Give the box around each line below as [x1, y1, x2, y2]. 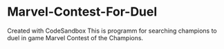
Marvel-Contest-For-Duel [7, 4, 158, 20]
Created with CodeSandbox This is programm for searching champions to [7, 27, 218, 35]
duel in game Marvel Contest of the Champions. [7, 33, 144, 42]
